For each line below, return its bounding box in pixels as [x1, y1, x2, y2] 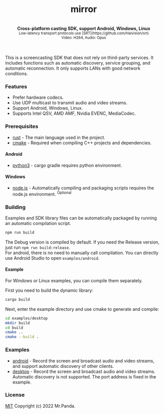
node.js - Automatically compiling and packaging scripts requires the [12, 184, 155, 191]
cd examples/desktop [5, 316, 48, 321]
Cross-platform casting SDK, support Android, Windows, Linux [17, 25, 151, 31]
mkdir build [5, 320, 30, 325]
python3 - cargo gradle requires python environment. [12, 162, 122, 168]
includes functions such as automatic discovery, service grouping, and [5, 60, 151, 66]
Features [5, 83, 27, 90]
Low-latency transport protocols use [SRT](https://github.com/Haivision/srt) [18, 31, 149, 36]
